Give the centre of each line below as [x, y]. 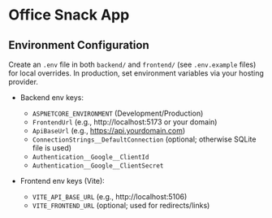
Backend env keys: [52, 98]
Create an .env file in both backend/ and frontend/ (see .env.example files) [132, 64]
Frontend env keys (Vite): [63, 181]
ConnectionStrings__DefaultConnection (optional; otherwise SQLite [144, 139]
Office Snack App [69, 15]
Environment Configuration [79, 45]
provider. [24, 82]
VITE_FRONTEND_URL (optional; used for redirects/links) [121, 205]
